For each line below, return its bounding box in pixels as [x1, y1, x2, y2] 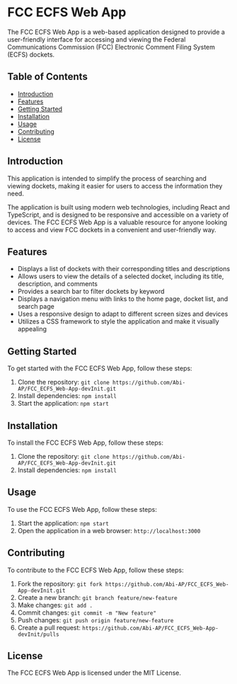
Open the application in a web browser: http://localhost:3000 [17, 526, 201, 535]
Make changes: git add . [17, 600, 93, 609]
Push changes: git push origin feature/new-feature [17, 615, 174, 624]
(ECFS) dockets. [7, 50, 55, 59]
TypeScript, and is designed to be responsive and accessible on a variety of [7, 210, 229, 219]
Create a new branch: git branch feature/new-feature [17, 593, 178, 602]
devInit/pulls [17, 631, 59, 638]
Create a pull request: [17, 623, 81, 632]
